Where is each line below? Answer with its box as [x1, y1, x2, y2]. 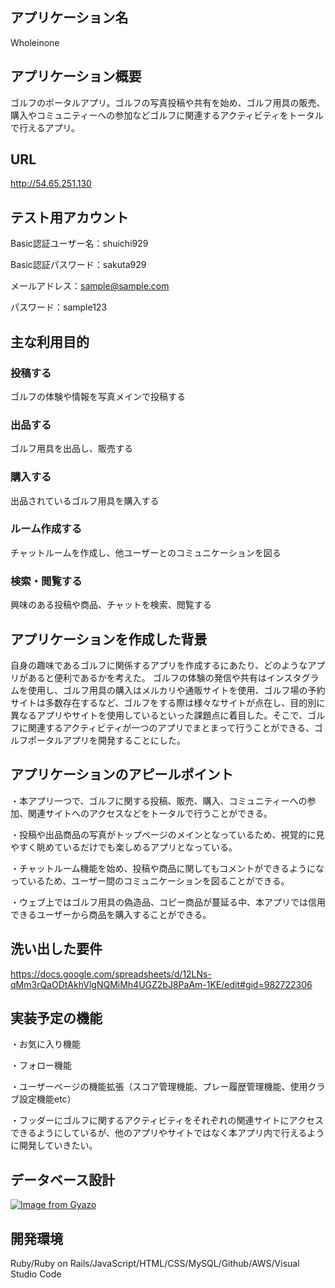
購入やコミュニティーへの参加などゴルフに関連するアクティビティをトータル [10, 109, 324, 121]
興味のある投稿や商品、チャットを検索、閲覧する [10, 599, 212, 611]
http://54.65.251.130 [10, 178, 92, 190]
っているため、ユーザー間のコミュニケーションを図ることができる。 [10, 874, 290, 887]
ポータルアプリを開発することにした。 [27, 734, 186, 746]
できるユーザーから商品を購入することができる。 [10, 908, 212, 920]
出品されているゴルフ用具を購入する [10, 494, 160, 507]
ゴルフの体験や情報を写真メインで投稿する [10, 390, 186, 402]
